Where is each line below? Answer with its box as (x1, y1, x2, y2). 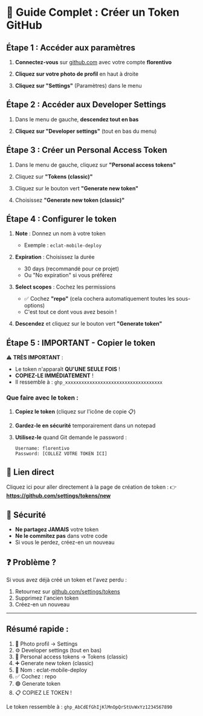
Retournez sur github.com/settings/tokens (14, 587, 121, 595)
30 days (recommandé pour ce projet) (24, 265, 120, 272)
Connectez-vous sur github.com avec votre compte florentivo (14, 59, 172, 65)
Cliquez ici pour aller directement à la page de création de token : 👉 (6, 483, 177, 490)
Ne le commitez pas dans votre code (14, 532, 108, 540)
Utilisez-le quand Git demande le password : (14, 433, 127, 441)
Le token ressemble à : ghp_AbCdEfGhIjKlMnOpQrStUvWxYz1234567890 (6, 703, 173, 710)
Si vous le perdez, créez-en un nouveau (14, 539, 115, 546)
